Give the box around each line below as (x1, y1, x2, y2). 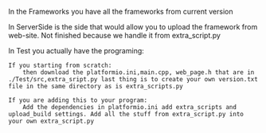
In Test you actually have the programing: (8, 46, 145, 55)
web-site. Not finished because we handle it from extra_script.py (8, 31, 221, 40)
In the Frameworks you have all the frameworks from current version (8, 7, 233, 16)
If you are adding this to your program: (8, 96, 148, 104)
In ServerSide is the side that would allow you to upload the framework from (8, 22, 258, 31)
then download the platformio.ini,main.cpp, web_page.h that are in (22, 68, 255, 76)
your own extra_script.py (8, 117, 94, 125)
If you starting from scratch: (8, 61, 112, 69)
